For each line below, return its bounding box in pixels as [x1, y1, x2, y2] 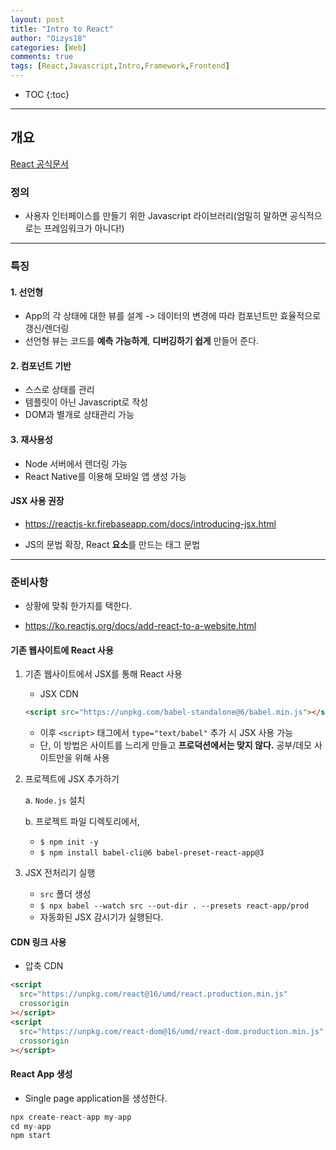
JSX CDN [39, 688, 79, 700]
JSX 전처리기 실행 [24, 867, 96, 879]
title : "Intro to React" [10, 24, 114, 34]
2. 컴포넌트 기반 [10, 359, 72, 371]
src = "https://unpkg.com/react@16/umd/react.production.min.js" [19, 989, 288, 1000]
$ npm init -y [39, 837, 99, 848]
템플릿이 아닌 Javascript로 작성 [24, 396, 149, 408]
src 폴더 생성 [39, 888, 92, 900]
